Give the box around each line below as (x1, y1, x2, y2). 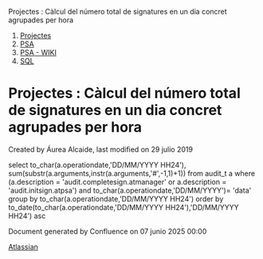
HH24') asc (8, 211, 46, 221)
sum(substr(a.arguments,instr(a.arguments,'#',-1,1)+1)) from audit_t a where (8, 168, 256, 178)
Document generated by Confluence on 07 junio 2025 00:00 (8, 226, 207, 236)
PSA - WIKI (19, 48, 57, 57)
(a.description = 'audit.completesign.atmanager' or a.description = (8, 177, 227, 186)
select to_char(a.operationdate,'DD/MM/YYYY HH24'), (8, 160, 186, 169)
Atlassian (8, 241, 38, 251)
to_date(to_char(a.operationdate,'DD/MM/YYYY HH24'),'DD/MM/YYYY (8, 202, 239, 212)
